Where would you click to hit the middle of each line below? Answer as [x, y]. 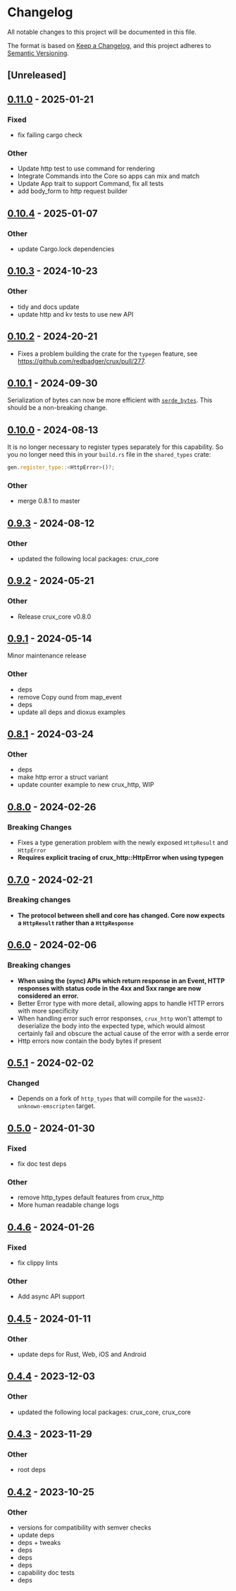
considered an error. [48, 996]
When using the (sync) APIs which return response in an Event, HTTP [121, 981]
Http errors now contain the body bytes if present [89, 1041]
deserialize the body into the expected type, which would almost [111, 1025]
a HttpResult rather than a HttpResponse [75, 923]
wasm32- [195, 1099]
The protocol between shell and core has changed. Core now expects [121, 915]
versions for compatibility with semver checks [84, 1527]
